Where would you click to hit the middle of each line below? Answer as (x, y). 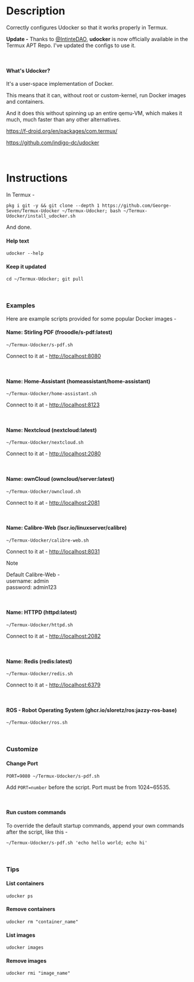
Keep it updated (26, 266)
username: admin (28, 581)
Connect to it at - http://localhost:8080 (54, 356)
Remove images (26, 961)
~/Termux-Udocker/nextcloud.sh (45, 443)
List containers (25, 884)
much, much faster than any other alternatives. (63, 120)
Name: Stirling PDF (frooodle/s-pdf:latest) (60, 332)
